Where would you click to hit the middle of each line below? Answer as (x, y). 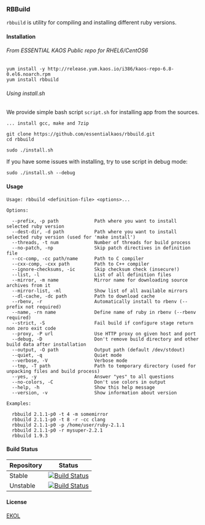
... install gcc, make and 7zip (48, 124)
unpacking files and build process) (53, 371)
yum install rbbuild (33, 80)
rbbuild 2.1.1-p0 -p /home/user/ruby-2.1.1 (68, 425)
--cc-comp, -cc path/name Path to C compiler (78, 259)
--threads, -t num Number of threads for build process (101, 242)
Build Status (22, 449)
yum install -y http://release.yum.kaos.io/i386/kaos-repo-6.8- (90, 69)
